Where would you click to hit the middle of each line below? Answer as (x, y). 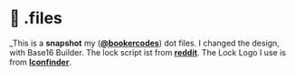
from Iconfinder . (41, 62)
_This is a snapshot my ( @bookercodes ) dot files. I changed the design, (145, 43)
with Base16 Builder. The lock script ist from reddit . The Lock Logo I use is (148, 52)
